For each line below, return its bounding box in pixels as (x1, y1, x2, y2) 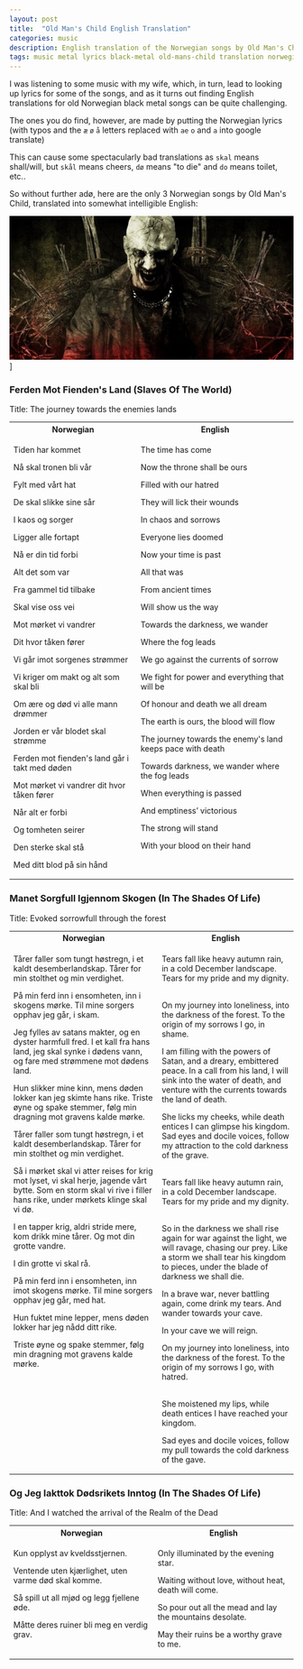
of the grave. (161, 1149, 209, 1160)
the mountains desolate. (157, 1611, 247, 1623)
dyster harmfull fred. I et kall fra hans (13, 1036, 151, 1047)
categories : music (9, 33, 78, 42)
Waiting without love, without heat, (157, 1575, 286, 1586)
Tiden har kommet (13, 444, 81, 455)
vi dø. (13, 1203, 34, 1214)
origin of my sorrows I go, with (161, 1361, 275, 1372)
